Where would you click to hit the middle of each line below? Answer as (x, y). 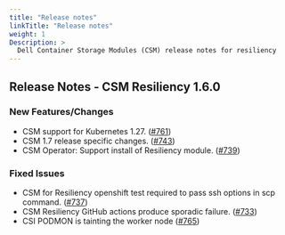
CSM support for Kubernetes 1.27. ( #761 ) (97, 131)
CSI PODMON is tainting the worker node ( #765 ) (111, 221)
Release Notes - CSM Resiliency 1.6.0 (115, 87)
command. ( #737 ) (55, 202)
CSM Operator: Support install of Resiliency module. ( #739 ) (131, 150)
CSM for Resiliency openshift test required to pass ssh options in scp (149, 193)
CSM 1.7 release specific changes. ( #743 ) (98, 141)
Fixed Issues (37, 173)
